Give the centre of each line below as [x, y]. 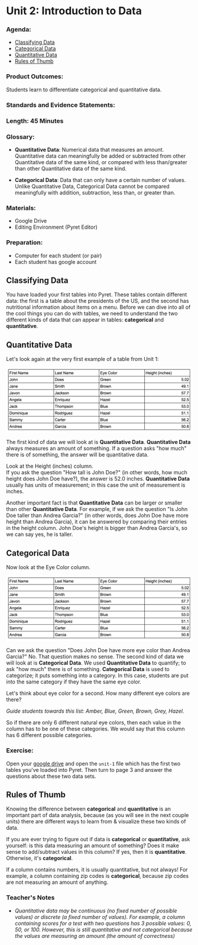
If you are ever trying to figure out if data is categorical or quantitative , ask [98, 839]
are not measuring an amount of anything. [57, 882]
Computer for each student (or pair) [58, 256]
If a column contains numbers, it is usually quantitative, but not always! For [97, 870]
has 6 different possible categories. [49, 735]
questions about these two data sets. [51, 776]
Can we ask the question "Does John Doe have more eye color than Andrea [98, 650]
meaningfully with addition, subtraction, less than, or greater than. [95, 192]
